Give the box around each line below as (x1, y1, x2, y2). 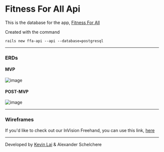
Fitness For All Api (5, 3, 81, 15)
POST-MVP (5, 88, 29, 94)
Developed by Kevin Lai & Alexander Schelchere (5, 141, 102, 147)
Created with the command (5, 29, 60, 35)
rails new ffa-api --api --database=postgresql (5, 38, 104, 43)
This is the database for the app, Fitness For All (5, 20, 100, 25)
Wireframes (5, 116, 34, 123)
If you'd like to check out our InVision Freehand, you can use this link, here (5, 127, 155, 133)
